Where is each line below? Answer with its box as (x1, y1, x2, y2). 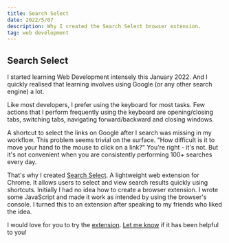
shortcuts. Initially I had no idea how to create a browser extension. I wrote (7, 186, 219, 194)
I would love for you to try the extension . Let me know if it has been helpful (7, 221, 219, 229)
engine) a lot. (7, 87, 45, 96)
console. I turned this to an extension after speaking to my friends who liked (7, 200, 222, 209)
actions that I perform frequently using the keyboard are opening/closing (7, 108, 213, 117)
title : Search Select (7, 10, 69, 17)
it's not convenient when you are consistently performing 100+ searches (7, 150, 212, 159)
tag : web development (7, 29, 69, 36)
